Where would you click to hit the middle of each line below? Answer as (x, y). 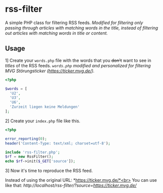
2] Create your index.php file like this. (43, 121)
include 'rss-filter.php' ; (33, 152)
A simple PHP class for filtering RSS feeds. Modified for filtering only (74, 23)
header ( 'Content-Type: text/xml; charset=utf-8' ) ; (58, 143)
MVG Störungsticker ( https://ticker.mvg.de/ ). (50, 71)
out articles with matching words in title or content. (57, 33)
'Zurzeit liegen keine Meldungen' (45, 107)
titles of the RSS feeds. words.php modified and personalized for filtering (78, 65)
